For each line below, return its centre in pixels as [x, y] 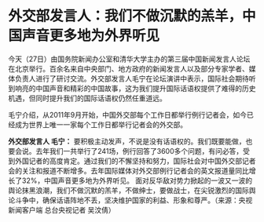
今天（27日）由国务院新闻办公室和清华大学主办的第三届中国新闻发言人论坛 [129, 59]
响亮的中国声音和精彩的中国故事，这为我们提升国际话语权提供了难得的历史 [135, 88]
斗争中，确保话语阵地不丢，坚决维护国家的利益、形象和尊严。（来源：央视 [134, 200]
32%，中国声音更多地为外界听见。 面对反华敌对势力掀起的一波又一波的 [137, 180]
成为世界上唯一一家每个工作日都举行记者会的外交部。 [101, 124]
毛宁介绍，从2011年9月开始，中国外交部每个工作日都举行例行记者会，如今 [128, 115]
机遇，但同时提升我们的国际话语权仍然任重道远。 [87, 98]
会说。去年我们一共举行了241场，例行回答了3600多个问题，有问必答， [129, 151]
